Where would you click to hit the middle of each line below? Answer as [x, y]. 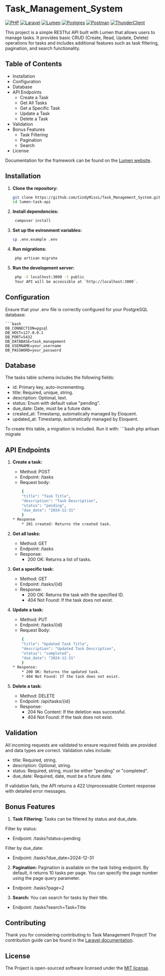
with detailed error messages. [36, 791]
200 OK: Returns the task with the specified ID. [75, 595]
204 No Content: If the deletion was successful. [76, 712]
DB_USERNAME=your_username [33, 346]
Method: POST [35, 472]
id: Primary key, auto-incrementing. [49, 387]
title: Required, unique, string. [43, 393]
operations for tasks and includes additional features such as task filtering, [82, 43]
